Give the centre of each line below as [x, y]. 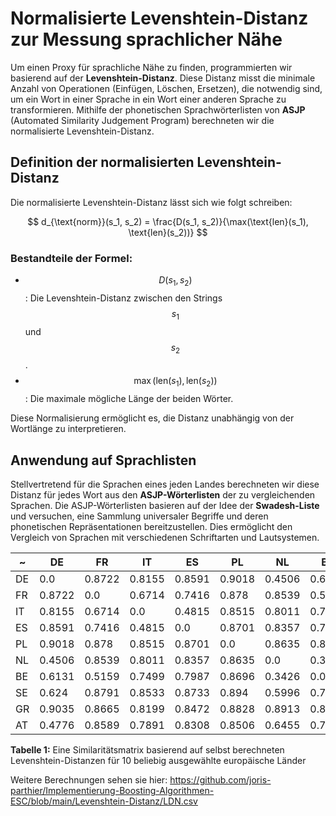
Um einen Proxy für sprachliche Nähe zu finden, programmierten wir [151, 67]
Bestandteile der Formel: [71, 258]
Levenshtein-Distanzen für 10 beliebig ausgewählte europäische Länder [158, 761]
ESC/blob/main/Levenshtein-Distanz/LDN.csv [104, 801]
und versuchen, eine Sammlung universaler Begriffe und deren [139, 516]
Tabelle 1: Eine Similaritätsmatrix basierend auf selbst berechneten [147, 750]
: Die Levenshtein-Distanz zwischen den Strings [123, 298]
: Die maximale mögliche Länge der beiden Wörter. [129, 399]
